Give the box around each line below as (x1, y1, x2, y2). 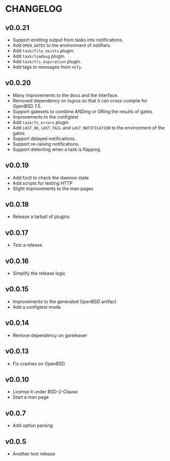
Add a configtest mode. (12, 304, 62, 310)
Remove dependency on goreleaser (12, 332, 88, 338)
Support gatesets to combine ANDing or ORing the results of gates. (12, 108, 153, 115)
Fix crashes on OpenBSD (12, 360, 65, 367)
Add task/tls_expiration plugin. (12, 59, 82, 64)
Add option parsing (12, 422, 53, 428)
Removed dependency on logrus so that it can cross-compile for (12, 97, 148, 103)
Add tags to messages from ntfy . (12, 64, 83, 70)
